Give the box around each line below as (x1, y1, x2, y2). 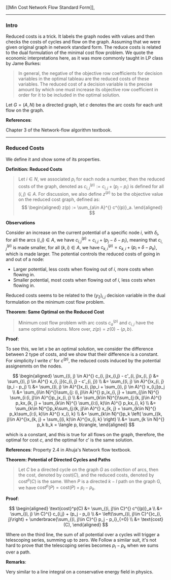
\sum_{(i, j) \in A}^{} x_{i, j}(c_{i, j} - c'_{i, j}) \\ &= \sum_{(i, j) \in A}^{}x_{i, (7, 378, 160, 384)
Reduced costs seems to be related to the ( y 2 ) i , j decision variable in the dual (6, 293, 165, 300)
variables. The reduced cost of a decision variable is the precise (18, 81, 153, 87)
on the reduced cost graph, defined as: (18, 196, 100, 202)
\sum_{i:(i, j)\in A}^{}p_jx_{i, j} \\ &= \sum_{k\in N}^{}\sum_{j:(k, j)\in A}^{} (10, 394, 162, 401)
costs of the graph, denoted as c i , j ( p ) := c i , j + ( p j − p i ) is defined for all (18, 182, 164, 191)
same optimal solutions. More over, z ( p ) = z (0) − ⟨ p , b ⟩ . (18, 326, 133, 332)
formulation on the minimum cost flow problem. (6, 299, 105, 305)
